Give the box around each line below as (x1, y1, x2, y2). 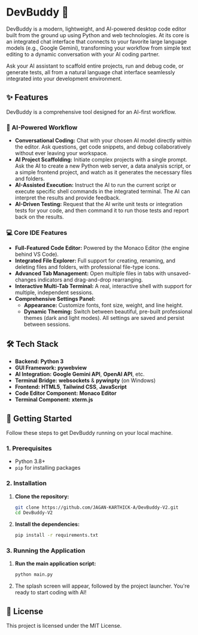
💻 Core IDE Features (6, 228, 68, 237)
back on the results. (14, 213, 64, 220)
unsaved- (167, 270, 191, 277)
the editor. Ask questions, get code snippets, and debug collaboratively (14, 143, 191, 150)
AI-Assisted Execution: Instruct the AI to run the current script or (14, 182, 176, 189)
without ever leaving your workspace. (14, 150, 108, 157)
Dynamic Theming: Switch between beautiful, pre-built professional (23, 308, 193, 315)
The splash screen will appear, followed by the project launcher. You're (14, 582, 190, 589)
